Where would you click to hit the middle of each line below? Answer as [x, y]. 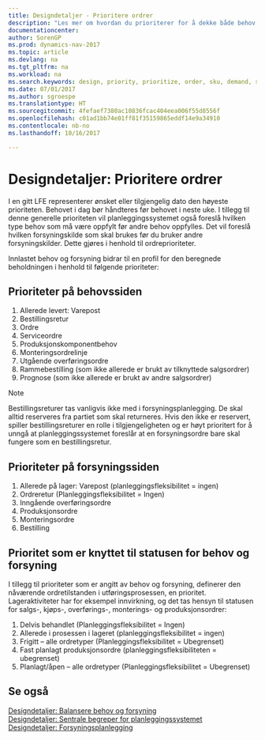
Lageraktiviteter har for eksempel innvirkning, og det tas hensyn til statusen [131, 601]
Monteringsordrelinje [54, 353]
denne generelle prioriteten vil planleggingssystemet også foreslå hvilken [127, 217]
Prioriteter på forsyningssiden [84, 467]
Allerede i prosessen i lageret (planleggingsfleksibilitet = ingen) [122, 633]
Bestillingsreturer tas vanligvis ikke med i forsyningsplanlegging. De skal [125, 409]
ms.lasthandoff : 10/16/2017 [54, 133]
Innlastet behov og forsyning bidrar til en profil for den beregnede [115, 259]
